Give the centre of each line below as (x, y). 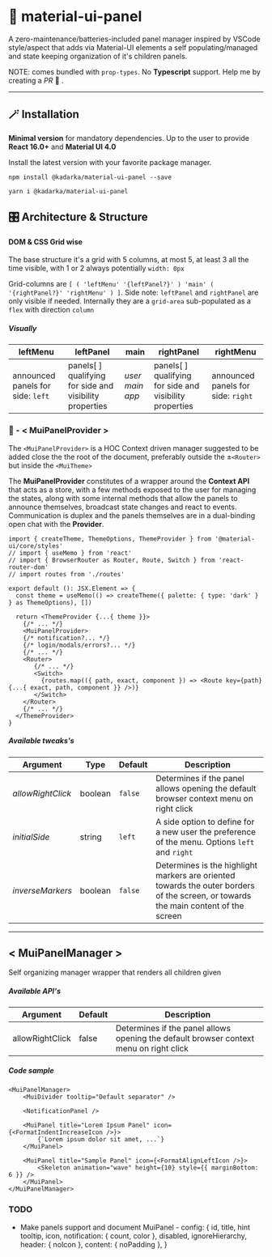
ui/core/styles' (36, 546)
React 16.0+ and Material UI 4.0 (62, 147)
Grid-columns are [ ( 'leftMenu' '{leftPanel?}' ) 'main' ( (111, 284)
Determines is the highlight (206, 865)
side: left (31, 396)
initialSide (31, 837)
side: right (232, 396)
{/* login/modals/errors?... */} (79, 645)
